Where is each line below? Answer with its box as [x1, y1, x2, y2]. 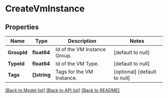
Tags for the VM [55, 68, 93, 75]
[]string [32, 72, 51, 78]
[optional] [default [113, 68, 156, 75]
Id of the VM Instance [55, 46, 106, 53]
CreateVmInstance [5, 3, 85, 14]
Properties [5, 23, 39, 31]
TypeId [7, 60, 25, 67]
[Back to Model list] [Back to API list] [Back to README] [5, 88, 120, 93]
